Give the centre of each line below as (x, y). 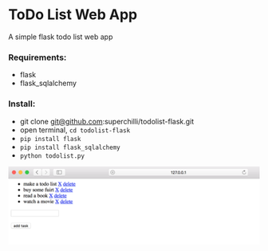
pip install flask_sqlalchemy (70, 147)
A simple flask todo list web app (61, 37)
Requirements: (37, 57)
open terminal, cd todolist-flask (75, 130)
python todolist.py (52, 156)
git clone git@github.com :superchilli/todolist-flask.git (107, 121)
